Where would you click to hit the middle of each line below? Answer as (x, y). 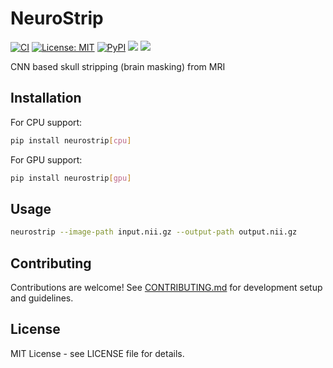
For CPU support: (46, 122)
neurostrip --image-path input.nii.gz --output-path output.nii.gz (154, 232)
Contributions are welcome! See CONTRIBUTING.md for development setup (166, 287)
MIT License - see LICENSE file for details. (97, 353)
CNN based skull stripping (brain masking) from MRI (118, 66)
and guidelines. (42, 298)
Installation (46, 98)
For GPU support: (46, 159)
